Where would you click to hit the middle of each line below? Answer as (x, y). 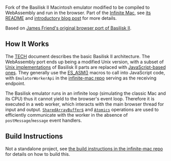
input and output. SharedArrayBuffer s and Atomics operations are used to (82, 110)
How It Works (27, 44)
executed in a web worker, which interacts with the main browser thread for (85, 104)
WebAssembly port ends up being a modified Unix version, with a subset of (85, 62)
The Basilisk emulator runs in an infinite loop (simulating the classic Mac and (86, 93)
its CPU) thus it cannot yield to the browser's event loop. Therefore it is (80, 98)
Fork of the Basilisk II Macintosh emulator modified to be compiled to (78, 7)
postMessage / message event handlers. (44, 120)
